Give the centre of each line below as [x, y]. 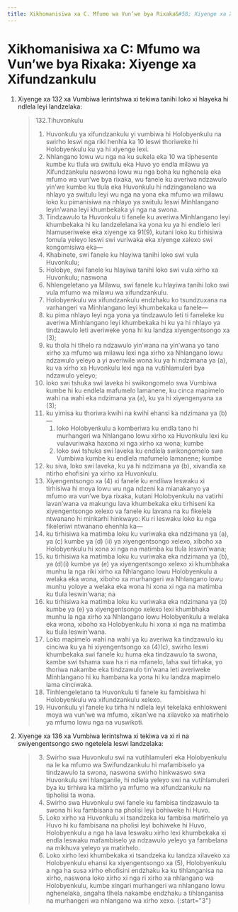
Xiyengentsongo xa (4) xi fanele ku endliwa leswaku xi [125, 480]
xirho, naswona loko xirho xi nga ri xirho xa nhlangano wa [130, 878]
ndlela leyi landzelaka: [50, 106]
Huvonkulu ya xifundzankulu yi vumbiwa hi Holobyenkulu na [134, 134]
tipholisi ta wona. [70, 795]
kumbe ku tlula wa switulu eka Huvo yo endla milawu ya [127, 164]
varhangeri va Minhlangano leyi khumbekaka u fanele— [127, 307]
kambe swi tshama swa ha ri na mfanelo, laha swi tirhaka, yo [134, 661]
